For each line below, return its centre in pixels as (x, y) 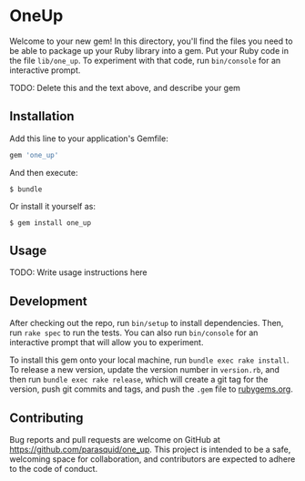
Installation (42, 116)
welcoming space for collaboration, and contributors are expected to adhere (152, 459)
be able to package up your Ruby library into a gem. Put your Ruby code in (149, 50)
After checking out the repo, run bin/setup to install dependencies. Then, (147, 323)
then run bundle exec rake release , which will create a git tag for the (139, 380)
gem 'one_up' (34, 155)
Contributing (46, 418)
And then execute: (44, 172)
